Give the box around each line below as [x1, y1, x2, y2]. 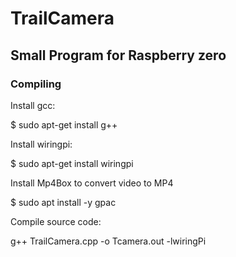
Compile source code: [10, 215, 102, 227]
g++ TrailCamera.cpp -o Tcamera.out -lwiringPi [10, 235, 207, 247]
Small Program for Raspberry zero [10, 47, 227, 64]
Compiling [10, 77, 62, 91]
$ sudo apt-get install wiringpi [10, 157, 134, 169]
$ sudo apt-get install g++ [10, 118, 118, 131]
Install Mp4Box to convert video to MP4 [10, 177, 174, 189]
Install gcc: [10, 99, 56, 111]
